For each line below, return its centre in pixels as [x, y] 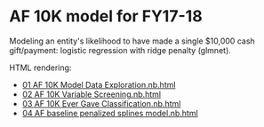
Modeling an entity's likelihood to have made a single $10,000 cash [132, 41]
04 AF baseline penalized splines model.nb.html [110, 113]
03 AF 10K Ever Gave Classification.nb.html [101, 103]
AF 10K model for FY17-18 [106, 16]
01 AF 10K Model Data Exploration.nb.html [99, 84]
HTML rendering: [40, 67]
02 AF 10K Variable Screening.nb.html [92, 94]
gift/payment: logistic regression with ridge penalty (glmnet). [120, 50]
